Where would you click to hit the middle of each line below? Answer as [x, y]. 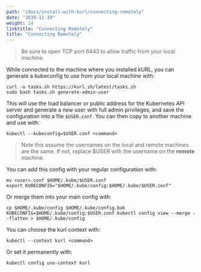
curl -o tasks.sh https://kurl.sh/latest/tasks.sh [71, 87]
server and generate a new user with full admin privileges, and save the [95, 110]
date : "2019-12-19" [31, 17]
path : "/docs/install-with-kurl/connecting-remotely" [75, 12]
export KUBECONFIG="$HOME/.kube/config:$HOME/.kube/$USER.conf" [89, 186]
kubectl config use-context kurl [48, 263]
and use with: [23, 123]
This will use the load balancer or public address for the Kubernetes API [96, 104]
